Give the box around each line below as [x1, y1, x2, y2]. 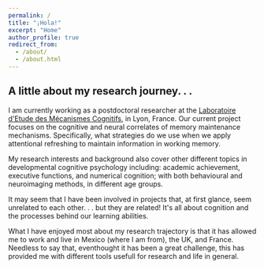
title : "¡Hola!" [8, 19, 61, 27]
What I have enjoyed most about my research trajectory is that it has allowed [8, 226, 257, 236]
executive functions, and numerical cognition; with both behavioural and [8, 171, 243, 180]
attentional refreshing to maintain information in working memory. [8, 138, 221, 148]
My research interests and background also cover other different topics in [8, 154, 247, 164]
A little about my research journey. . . [8, 84, 193, 98]
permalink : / [8, 11, 51, 20]
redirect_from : [8, 41, 58, 49]
